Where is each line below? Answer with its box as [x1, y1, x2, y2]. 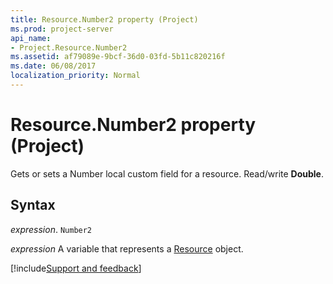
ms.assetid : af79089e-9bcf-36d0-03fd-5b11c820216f [10, 52, 226, 62]
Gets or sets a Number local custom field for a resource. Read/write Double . [10, 167, 324, 180]
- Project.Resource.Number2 [10, 42, 128, 53]
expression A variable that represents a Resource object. [10, 242, 244, 255]
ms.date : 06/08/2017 [10, 61, 97, 71]
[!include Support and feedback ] [10, 262, 142, 274]
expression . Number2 [10, 223, 93, 235]
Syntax [10, 197, 56, 214]
